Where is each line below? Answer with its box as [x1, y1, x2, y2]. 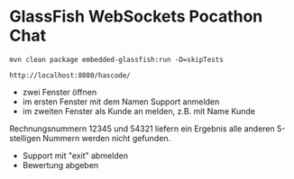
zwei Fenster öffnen [22, 86, 97, 97]
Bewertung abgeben [22, 159, 99, 170]
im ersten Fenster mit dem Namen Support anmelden [22, 96, 220, 107]
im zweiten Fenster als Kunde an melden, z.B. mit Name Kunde [22, 105, 255, 116]
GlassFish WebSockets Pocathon [9, 6, 263, 27]
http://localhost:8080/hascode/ [9, 70, 131, 80]
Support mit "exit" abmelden [22, 150, 129, 161]
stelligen [9, 132, 41, 143]
